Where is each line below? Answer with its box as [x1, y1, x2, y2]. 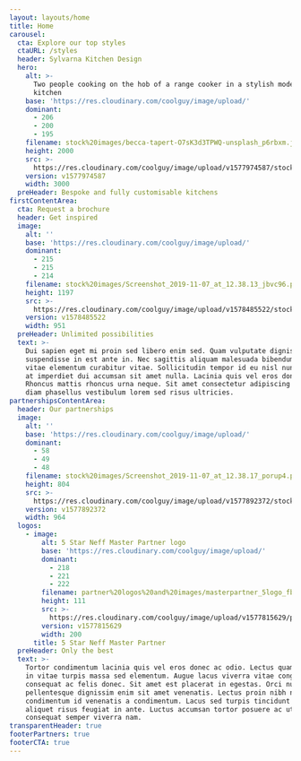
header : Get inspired [17, 212, 99, 222]
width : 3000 [25, 180, 70, 189]
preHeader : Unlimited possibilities [17, 330, 154, 339]
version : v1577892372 [25, 505, 106, 514]
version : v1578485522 [25, 313, 106, 323]
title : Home [9, 22, 54, 30]
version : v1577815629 [41, 621, 123, 630]
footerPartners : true [9, 730, 90, 739]
